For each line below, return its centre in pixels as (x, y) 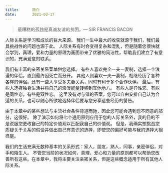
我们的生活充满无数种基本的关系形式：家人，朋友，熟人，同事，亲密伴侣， (82, 146)
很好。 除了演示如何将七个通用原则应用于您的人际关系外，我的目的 (87, 117)
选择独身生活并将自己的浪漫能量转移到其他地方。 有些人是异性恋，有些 (87, 88)
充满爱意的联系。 (36, 58)
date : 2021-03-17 (30, 14)
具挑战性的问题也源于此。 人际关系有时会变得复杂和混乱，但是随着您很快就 (82, 46)
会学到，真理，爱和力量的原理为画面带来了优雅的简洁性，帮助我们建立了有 (82, 52)
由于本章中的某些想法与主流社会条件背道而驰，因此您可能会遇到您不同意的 (82, 111)
